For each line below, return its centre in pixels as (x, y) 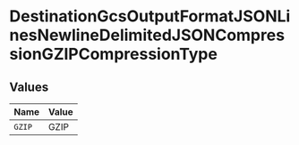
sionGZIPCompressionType (113, 54)
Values (29, 87)
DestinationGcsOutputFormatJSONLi (150, 16)
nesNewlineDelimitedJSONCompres (147, 35)
